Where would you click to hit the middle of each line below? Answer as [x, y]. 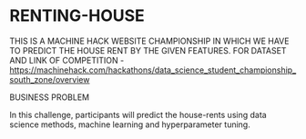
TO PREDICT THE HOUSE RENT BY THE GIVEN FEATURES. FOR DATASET [148, 50]
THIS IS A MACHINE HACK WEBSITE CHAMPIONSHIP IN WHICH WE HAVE [149, 41]
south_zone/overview [50, 79]
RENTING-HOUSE [77, 16]
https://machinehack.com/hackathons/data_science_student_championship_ [153, 70]
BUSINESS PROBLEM [49, 97]
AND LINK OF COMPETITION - [67, 60]
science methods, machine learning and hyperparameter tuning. [130, 124]
